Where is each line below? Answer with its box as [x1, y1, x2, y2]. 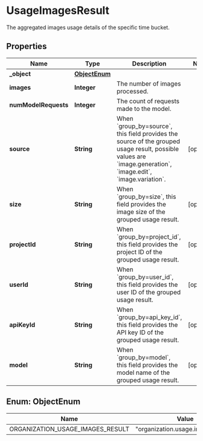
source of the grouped [117, 137, 180, 146]
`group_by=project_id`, [117, 232, 181, 241]
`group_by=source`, [117, 122, 173, 130]
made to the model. [117, 104, 172, 113]
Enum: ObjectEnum [6, 397, 80, 407]
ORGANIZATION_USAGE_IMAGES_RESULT [9, 425, 130, 433]
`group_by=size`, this [117, 192, 176, 201]
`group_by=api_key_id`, [117, 313, 182, 321]
